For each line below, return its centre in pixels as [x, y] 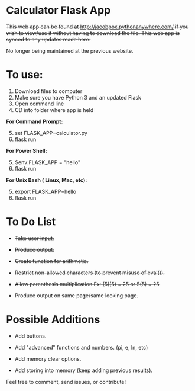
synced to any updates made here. [48, 39]
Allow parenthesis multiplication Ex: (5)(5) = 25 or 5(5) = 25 [87, 284]
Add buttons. [30, 336]
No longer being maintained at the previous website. [70, 50]
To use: [25, 75]
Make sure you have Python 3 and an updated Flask [78, 97]
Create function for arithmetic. [51, 261]
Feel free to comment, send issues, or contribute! [66, 382]
